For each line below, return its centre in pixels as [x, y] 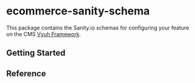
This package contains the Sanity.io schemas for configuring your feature [98, 28]
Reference [26, 73]
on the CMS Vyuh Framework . [44, 34]
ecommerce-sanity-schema [78, 11]
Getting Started [36, 53]
